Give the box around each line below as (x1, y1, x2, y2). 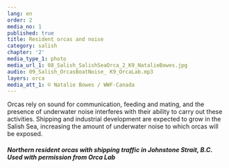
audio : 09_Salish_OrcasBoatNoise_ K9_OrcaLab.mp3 (7, 68, 154, 75)
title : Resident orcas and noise (7, 36, 104, 43)
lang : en (7, 10, 33, 17)
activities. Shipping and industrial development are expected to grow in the (7, 115, 221, 124)
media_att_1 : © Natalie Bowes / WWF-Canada (7, 81, 135, 88)
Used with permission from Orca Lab (7, 153, 116, 161)
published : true (7, 29, 54, 37)
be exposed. (7, 130, 43, 138)
